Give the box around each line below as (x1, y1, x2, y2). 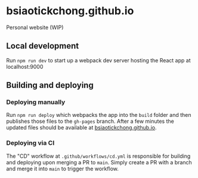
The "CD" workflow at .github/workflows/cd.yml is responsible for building (6, 152, 191, 160)
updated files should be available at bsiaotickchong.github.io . (6, 124, 157, 131)
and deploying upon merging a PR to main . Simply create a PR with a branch (6, 158, 192, 166)
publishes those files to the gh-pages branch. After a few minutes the (6, 117, 174, 125)
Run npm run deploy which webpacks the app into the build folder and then (6, 112, 191, 119)
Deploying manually (6, 98, 66, 106)
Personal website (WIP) (6, 24, 64, 31)
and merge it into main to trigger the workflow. (6, 165, 119, 172)
